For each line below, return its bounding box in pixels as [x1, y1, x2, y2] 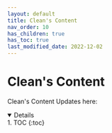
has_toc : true [7, 37, 50, 44]
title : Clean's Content [7, 17, 78, 24]
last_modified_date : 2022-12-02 [7, 43, 103, 50]
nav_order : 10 [7, 23, 50, 30]
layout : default [7, 10, 55, 18]
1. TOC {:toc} [7, 118, 45, 127]
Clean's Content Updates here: [7, 97, 98, 105]
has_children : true [7, 30, 65, 37]
